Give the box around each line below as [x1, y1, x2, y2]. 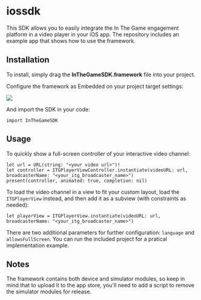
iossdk [6, 4, 41, 18]
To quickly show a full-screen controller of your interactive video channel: [6, 150, 191, 157]
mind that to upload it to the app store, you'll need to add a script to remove [6, 282, 195, 289]
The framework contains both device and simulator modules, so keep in [6, 275, 185, 282]
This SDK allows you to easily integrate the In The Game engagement [6, 24, 179, 32]
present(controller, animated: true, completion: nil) [6, 178, 148, 184]
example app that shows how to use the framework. [6, 37, 136, 44]
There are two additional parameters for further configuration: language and [6, 228, 195, 236]
